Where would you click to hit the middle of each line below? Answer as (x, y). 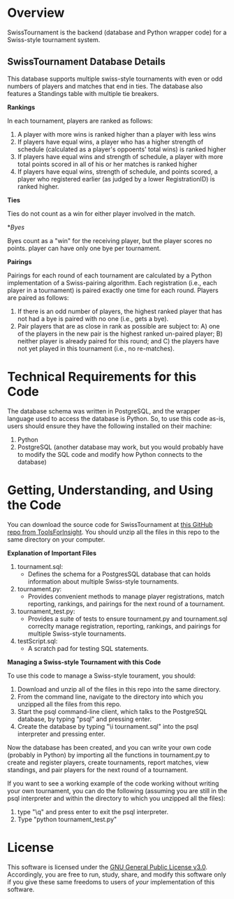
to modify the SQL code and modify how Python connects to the (110, 454)
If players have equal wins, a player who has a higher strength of (110, 142)
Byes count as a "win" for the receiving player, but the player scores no (110, 240)
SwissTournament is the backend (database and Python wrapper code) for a (117, 32)
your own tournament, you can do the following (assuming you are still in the (117, 790)
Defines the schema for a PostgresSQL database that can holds (119, 574)
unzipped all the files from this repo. (69, 704)
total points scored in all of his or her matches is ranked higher (107, 164)
